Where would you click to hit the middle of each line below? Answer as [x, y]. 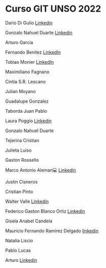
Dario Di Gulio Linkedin [29, 23]
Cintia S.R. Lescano [25, 81]
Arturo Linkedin [21, 260]
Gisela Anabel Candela [29, 221]
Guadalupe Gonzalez [27, 101]
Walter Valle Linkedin [27, 201]
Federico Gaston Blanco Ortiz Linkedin [45, 211]
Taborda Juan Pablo [26, 111]
